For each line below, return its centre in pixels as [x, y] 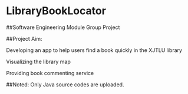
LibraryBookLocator [56, 11]
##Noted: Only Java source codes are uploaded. [65, 85]
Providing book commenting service [50, 73]
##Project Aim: [24, 38]
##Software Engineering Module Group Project [63, 27]
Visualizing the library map [38, 61]
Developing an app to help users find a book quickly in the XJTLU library [94, 50]
